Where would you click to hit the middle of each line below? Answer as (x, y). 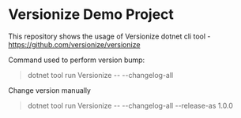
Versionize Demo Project (91, 15)
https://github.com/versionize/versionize (74, 44)
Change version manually (49, 90)
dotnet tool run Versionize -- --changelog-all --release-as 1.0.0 (130, 105)
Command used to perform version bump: (77, 60)
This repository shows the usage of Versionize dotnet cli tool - (109, 36)
